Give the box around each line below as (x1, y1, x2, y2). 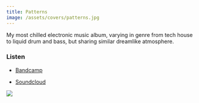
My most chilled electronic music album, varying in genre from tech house (6, 31, 194, 38)
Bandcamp (15, 66, 43, 73)
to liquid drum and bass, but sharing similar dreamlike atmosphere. (6, 38, 174, 45)
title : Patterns (6, 8, 48, 15)
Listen (6, 53, 26, 61)
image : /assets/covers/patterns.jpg (6, 15, 99, 21)
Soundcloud (15, 78, 46, 85)
